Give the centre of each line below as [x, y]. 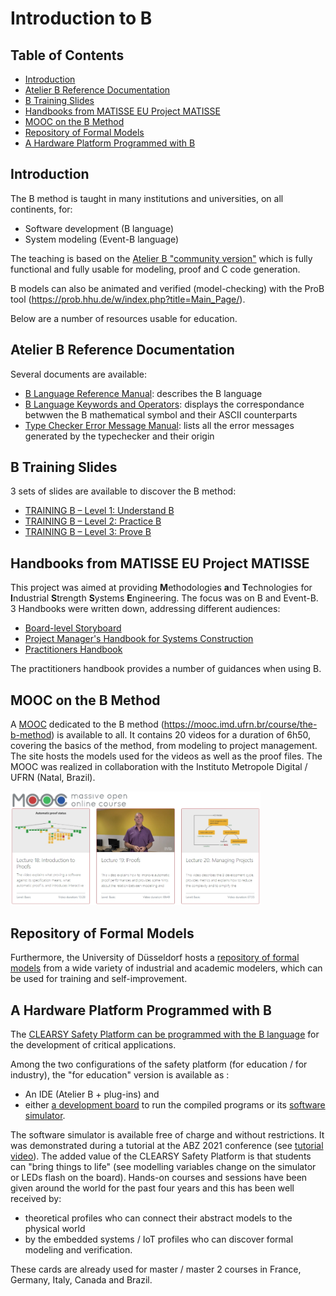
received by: [36, 1198]
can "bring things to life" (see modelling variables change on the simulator [163, 1166]
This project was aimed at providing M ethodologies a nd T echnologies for [161, 588]
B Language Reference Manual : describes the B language [143, 393]
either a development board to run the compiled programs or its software [175, 1104]
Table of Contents [67, 55]
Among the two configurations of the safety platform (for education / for [159, 1064]
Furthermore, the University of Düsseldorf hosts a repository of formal [155, 958]
